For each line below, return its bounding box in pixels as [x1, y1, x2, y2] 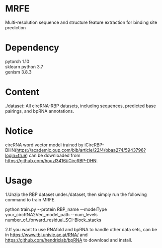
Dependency [5, 42, 60, 54]
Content [5, 86, 40, 98]
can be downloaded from [29, 152, 81, 158]
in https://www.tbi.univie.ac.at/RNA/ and [5, 232, 88, 238]
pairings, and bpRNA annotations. [5, 108, 75, 114]
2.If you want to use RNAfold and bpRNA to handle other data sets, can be [5, 226, 158, 232]
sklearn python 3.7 [5, 63, 44, 69]
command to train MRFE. [5, 196, 56, 202]
